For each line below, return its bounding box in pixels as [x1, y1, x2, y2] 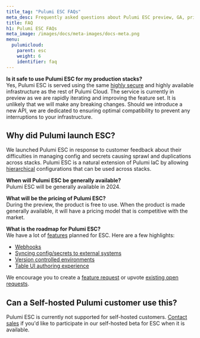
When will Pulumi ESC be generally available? [6, 177, 121, 184]
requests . [6, 280, 30, 287]
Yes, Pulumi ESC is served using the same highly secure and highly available [6, 81, 194, 88]
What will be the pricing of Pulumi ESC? [6, 195, 106, 202]
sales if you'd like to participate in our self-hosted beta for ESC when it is [6, 320, 185, 327]
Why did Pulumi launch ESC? [6, 130, 115, 140]
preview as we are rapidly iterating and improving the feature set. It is [6, 94, 176, 102]
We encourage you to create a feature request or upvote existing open [6, 274, 179, 281]
